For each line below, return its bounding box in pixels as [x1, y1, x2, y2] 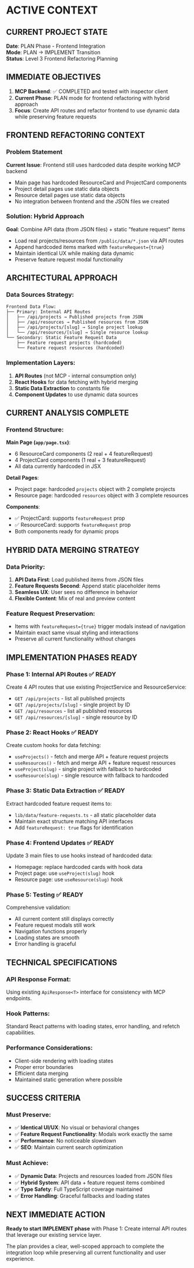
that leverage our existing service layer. [6, 1232, 102, 1239]
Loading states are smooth [14, 934, 79, 941]
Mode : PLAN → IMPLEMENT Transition [6, 49, 101, 56]
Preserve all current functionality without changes [14, 635, 136, 642]
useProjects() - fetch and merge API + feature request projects [14, 753, 169, 760]
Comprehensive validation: [6, 904, 71, 911]
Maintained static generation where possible [14, 1076, 122, 1083]
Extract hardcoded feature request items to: [6, 800, 112, 807]
